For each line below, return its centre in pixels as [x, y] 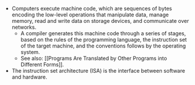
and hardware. [29, 77]
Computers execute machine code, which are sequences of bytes [92, 8]
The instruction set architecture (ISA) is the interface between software [98, 71]
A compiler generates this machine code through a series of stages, [103, 33]
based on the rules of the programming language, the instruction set [104, 40]
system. [30, 52]
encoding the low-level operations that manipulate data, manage [90, 15]
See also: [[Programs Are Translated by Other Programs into [94, 58]
